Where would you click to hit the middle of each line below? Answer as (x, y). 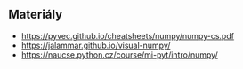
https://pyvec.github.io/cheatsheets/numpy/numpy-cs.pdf (128, 35)
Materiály (36, 15)
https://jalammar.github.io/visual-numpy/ (96, 45)
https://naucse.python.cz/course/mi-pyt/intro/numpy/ (120, 54)
